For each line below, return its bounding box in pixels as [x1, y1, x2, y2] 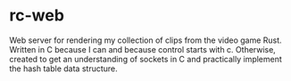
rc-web [9, 5, 65, 26]
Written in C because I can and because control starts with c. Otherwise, [9, 44, 277, 54]
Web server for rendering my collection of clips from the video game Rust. [9, 35, 283, 45]
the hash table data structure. [9, 63, 118, 74]
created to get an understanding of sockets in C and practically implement [9, 53, 283, 64]
